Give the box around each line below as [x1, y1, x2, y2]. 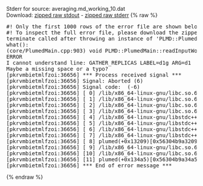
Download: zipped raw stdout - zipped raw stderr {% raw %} [6, 11, 158, 19]
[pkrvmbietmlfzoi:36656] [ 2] [6, 102, 96, 108]
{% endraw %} [6, 173, 43, 181]
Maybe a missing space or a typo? [6, 66, 109, 72]
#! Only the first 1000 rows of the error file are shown [6, 24, 182, 30]
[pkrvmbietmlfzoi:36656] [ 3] [6, 108, 96, 114]
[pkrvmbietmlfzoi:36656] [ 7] [6, 132, 96, 138]
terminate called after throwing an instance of [6, 36, 153, 42]
